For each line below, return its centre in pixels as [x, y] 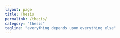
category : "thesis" [25, 23]
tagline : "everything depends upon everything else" [60, 28]
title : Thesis [20, 14]
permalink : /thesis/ [26, 19]
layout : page [19, 10]
